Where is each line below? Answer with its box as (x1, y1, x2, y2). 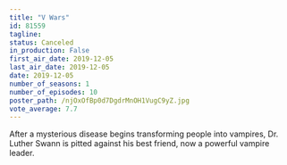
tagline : (9, 29, 42, 38)
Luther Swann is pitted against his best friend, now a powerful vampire (9, 138, 270, 149)
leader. (9, 148, 35, 159)
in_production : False (9, 46, 90, 55)
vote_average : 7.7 (9, 104, 78, 113)
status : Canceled (9, 37, 74, 47)
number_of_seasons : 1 (9, 79, 90, 88)
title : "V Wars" (9, 12, 70, 22)
